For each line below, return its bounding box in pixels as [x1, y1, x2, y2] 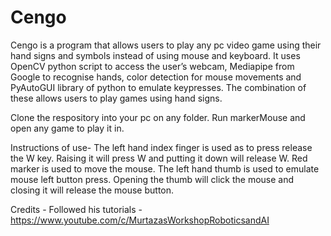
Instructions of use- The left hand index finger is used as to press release [10, 141, 313, 153]
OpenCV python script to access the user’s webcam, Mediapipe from [10, 60, 295, 72]
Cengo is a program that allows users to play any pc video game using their [10, 39, 322, 51]
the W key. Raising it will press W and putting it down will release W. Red [10, 152, 308, 164]
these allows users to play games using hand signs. [10, 92, 223, 104]
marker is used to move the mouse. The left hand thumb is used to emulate [10, 162, 320, 175]
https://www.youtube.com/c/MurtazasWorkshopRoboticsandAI [10, 214, 270, 226]
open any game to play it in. [10, 122, 125, 134]
